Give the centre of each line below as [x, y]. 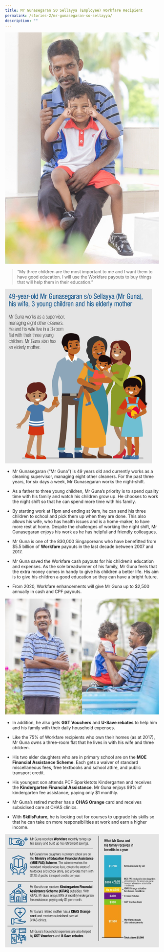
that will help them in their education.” [55, 282]
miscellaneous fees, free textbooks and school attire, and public [77, 768]
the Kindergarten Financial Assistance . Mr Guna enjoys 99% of [77, 787]
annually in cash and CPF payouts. [47, 592]
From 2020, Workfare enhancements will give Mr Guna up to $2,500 [81, 586]
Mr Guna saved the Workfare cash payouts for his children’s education [83, 561]
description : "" [21, 21]
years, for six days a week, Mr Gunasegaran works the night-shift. [79, 482]
